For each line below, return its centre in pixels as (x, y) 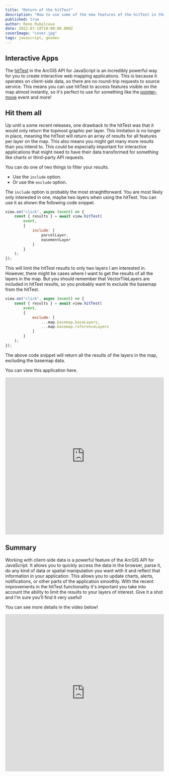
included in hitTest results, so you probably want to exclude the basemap (81, 284)
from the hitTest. (22, 289)
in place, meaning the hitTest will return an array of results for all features (81, 136)
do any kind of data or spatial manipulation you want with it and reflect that (83, 570)
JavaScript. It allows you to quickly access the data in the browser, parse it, (83, 565)
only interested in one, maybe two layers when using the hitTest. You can (81, 197)
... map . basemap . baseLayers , (70, 322)
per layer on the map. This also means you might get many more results (79, 141)
